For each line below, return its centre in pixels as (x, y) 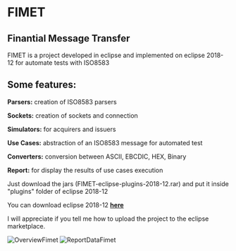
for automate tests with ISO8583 (62, 63)
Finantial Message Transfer (69, 38)
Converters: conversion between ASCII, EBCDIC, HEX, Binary (97, 157)
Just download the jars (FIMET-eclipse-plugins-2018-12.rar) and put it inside (118, 183)
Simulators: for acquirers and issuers (62, 129)
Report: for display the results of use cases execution (85, 170)
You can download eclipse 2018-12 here (66, 204)
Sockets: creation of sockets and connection (73, 115)
